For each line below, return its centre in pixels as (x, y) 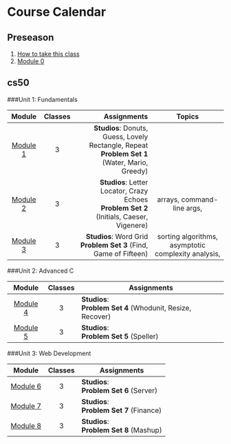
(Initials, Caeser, (122, 216)
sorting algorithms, (188, 236)
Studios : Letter (124, 182)
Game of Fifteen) (121, 253)
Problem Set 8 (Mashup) (122, 430)
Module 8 (26, 425)
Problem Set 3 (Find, (114, 245)
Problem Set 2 (124, 208)
